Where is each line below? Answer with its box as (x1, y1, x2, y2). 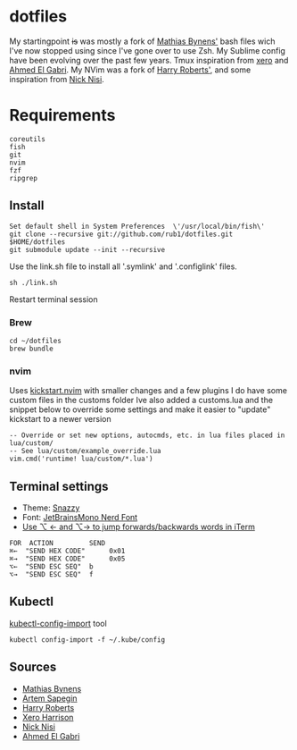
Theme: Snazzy (21, 502, 80, 513)
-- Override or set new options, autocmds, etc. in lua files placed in (9, 431, 285, 440)
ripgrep (9, 173, 38, 182)
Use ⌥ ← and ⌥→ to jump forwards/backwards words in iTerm (21, 521, 256, 533)
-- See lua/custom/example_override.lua (9, 447, 162, 456)
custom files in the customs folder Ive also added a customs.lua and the (9, 395, 274, 406)
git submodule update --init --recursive (9, 245, 166, 254)
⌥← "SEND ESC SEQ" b (9, 562, 94, 571)
